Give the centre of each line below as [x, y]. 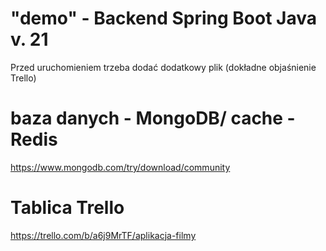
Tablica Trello [67, 208]
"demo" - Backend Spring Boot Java [163, 18]
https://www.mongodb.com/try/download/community [120, 167]
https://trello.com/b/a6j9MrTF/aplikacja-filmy [103, 235]
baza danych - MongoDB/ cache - [153, 118]
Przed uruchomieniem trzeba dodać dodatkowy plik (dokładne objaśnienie [163, 67]
